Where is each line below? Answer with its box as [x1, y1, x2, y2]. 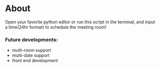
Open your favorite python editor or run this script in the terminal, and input [5, 19, 155, 25]
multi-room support [12, 47, 51, 53]
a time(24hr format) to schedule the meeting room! [5, 24, 107, 30]
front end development [12, 58, 58, 64]
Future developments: [5, 36, 58, 43]
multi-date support [12, 52, 50, 58]
